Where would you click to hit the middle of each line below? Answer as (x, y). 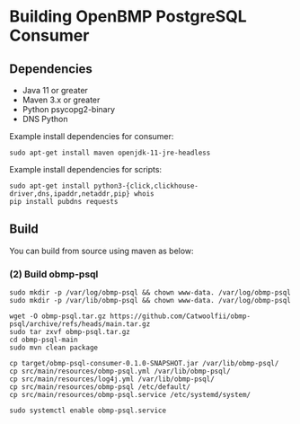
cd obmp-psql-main (44, 340)
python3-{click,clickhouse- (146, 186)
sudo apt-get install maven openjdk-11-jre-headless (110, 153)
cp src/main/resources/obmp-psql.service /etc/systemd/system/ (130, 395)
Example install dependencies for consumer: (92, 136)
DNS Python (45, 119)
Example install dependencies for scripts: (86, 169)
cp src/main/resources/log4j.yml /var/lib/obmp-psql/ (112, 379)
